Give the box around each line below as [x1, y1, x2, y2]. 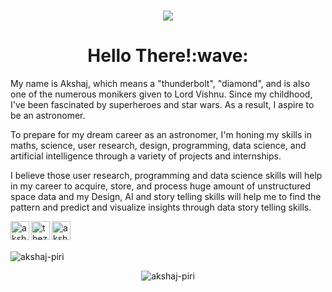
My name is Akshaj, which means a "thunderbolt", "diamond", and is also [10, 78, 311, 90]
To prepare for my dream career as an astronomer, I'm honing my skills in [10, 129, 312, 141]
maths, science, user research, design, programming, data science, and [10, 140, 307, 152]
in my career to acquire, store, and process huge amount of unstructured [10, 180, 312, 192]
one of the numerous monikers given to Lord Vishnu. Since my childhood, [10, 88, 313, 100]
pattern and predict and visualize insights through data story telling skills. [10, 201, 312, 214]
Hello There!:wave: [87, 45, 249, 67]
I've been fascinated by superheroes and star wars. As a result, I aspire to [10, 99, 315, 111]
